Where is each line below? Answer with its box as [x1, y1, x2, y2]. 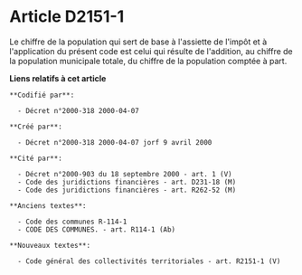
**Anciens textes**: [9, 201, 88, 210]
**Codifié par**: [9, 90, 75, 100]
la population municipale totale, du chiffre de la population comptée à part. [9, 55, 288, 66]
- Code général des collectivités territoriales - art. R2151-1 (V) [17, 256, 281, 266]
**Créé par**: [9, 122, 63, 131]
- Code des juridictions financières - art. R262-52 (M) [17, 185, 237, 194]
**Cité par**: [9, 154, 63, 163]
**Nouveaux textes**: [9, 241, 91, 250]
